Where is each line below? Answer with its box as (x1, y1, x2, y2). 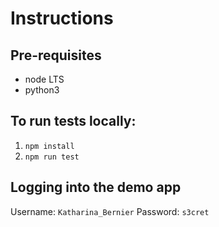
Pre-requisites (10, 47, 102, 64)
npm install (24, 141, 75, 151)
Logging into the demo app (10, 179, 182, 196)
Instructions (10, 7, 114, 30)
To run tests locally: (10, 113, 137, 130)
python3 (24, 84, 60, 96)
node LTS (24, 73, 65, 85)
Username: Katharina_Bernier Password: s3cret (10, 205, 210, 217)
